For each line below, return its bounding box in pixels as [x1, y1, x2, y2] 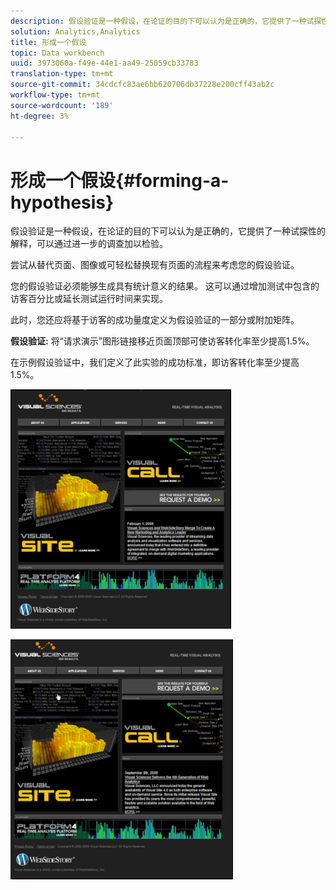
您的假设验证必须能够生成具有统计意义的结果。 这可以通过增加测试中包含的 [10, 280, 320, 292]
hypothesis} [10, 191, 115, 214]
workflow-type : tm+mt [10, 90, 101, 100]
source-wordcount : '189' [10, 100, 114, 110]
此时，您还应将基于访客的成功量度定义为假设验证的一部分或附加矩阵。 [10, 314, 300, 326]
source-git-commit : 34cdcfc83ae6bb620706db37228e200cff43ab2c [10, 80, 275, 90]
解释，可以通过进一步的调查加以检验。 [10, 238, 168, 250]
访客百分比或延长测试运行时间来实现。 [10, 293, 168, 305]
